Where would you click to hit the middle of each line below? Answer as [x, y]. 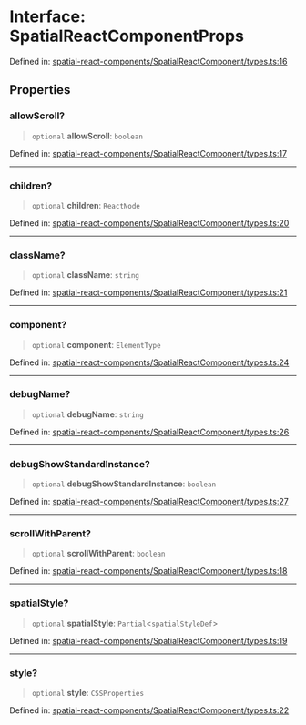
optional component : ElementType [96, 344]
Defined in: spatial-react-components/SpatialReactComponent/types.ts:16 [148, 61]
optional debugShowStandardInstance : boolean [124, 484]
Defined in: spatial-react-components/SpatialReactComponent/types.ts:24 [149, 362]
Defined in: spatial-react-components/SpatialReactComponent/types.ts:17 [148, 153]
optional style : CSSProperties [87, 693]
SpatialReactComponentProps [127, 36]
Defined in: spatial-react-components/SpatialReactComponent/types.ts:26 [149, 432]
